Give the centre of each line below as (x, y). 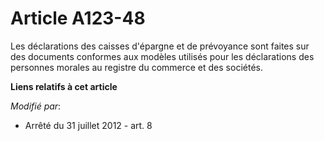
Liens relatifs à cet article (64, 86)
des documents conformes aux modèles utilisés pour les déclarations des (162, 56)
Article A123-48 (78, 18)
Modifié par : (36, 106)
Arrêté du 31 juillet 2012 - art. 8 (88, 125)
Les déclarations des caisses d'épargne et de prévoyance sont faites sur (160, 46)
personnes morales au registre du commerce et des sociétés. (136, 67)
